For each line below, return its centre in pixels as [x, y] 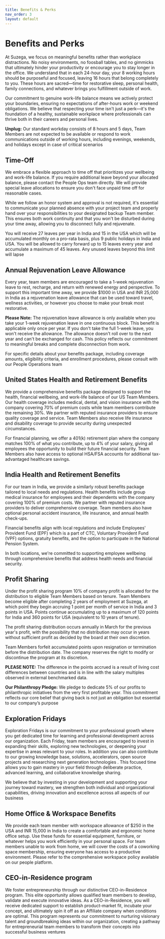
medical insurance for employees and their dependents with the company [80, 497]
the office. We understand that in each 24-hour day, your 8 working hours [80, 73]
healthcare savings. [50, 459]
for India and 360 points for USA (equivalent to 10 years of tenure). [73, 617]
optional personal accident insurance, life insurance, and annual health [77, 513]
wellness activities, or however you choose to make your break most [75, 303]
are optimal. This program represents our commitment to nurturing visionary [82, 916]
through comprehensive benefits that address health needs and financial [79, 558]
